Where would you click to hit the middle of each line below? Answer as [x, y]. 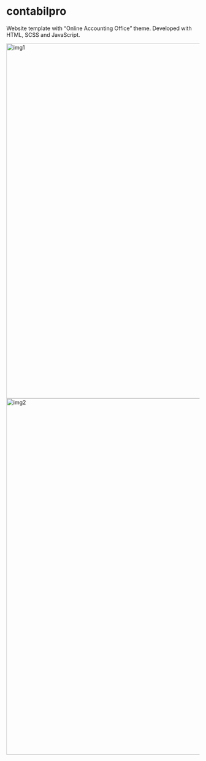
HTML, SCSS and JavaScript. [44, 34]
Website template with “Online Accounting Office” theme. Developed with [99, 28]
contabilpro [36, 11]
